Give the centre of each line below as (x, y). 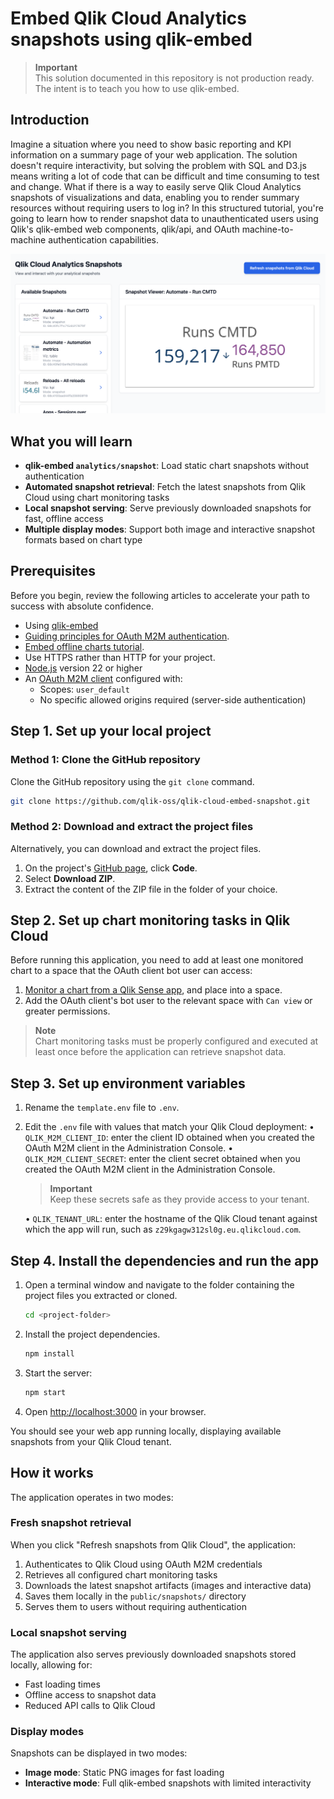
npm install (49, 1353)
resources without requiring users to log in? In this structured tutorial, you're (167, 208)
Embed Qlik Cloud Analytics (128, 18)
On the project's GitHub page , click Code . (111, 868)
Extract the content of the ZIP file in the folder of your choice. (151, 889)
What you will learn (71, 441)
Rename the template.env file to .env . (102, 1108)
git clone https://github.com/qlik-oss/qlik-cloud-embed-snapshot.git (160, 801)
